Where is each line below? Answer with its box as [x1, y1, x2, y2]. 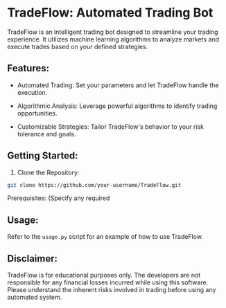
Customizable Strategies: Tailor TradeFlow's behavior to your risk [17, 123, 205, 131]
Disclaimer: [7, 253, 58, 264]
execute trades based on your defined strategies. [7, 42, 148, 51]
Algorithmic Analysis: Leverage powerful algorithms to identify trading [17, 102, 218, 110]
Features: [7, 62, 50, 74]
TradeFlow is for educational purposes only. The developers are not [7, 271, 201, 280]
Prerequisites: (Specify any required [7, 194, 110, 202]
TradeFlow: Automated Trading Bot [7, 5, 214, 21]
